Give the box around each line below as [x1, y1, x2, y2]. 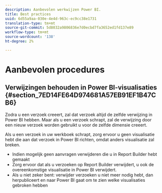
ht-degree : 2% [5, 39, 34, 44]
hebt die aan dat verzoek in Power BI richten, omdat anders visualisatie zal [5, 136, 155, 142]
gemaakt [12, 156, 30, 162]
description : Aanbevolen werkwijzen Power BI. [5, 7, 101, 12]
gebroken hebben [12, 182, 48, 188]
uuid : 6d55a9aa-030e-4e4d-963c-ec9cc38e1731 [5, 16, 97, 21]
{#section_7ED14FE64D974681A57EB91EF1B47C [5, 91, 156, 99]
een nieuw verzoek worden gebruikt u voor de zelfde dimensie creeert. [5, 122, 147, 128]
